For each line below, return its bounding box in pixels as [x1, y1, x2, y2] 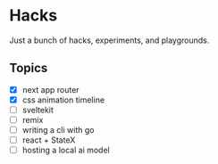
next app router [21, 84, 80, 94]
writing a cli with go [21, 125, 95, 135]
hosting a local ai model [21, 144, 110, 156]
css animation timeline [21, 94, 105, 105]
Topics [9, 61, 48, 76]
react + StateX [21, 135, 76, 145]
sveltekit [21, 104, 54, 115]
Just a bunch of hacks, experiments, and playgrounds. [9, 35, 210, 45]
